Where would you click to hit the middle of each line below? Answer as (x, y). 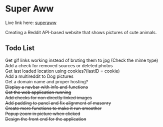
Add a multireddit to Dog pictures (39, 76)
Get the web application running (38, 92)
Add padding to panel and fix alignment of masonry (58, 103)
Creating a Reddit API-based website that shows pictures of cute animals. (81, 32)
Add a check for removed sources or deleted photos (59, 65)
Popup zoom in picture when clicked (43, 113)
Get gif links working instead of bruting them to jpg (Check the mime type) (82, 60)
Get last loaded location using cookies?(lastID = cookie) (62, 71)
